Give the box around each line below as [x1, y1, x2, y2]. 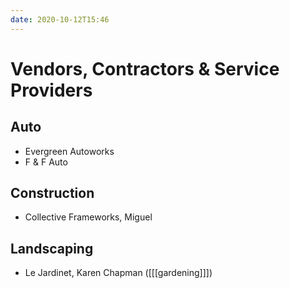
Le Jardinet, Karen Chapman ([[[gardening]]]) [24, 267, 213, 279]
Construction [10, 185, 95, 202]
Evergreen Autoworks [24, 145, 115, 157]
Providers [10, 79, 93, 101]
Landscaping [10, 240, 94, 257]
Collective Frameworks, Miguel [24, 211, 153, 223]
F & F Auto [24, 156, 68, 168]
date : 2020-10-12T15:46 [10, 14, 110, 25]
